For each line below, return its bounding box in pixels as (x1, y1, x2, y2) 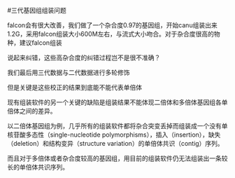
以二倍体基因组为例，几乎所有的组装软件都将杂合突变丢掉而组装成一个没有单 (7, 122, 228, 130)
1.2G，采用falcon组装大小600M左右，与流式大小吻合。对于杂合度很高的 (7, 30, 215, 38)
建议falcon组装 (19, 39, 62, 47)
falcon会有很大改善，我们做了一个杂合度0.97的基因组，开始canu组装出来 (7, 21, 218, 29)
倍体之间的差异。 (7, 107, 57, 115)
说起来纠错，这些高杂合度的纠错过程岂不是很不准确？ (7, 53, 161, 62)
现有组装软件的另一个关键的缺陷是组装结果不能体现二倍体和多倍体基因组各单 (7, 98, 228, 107)
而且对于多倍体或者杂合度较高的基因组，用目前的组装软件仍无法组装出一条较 (7, 154, 228, 163)
